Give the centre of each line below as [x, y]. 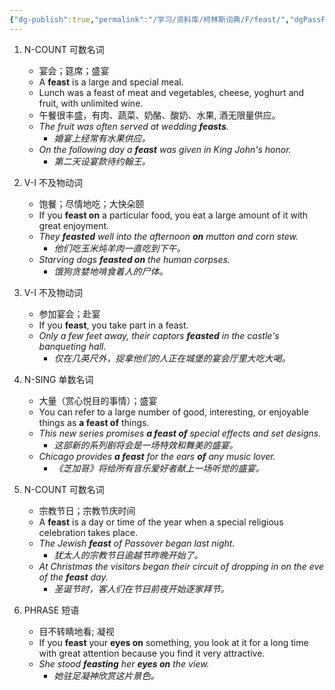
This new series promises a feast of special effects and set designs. [180, 433]
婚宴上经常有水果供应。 [102, 138]
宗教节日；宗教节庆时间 [87, 510]
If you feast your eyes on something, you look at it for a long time [173, 642]
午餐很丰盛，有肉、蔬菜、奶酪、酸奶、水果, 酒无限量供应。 [159, 115]
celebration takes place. [88, 532]
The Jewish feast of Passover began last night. [137, 543]
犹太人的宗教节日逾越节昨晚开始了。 [128, 555]
